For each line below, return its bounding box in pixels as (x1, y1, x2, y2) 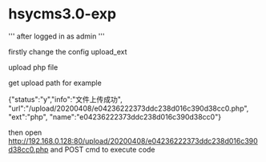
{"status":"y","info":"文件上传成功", (8, 94, 123, 104)
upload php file (8, 62, 58, 72)
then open (8, 128, 42, 137)
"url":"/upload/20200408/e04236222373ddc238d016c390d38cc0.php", (8, 103, 249, 113)
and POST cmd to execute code (50, 144, 155, 154)
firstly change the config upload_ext (8, 47, 127, 56)
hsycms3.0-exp (8, 5, 117, 23)
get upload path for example (8, 78, 102, 87)
